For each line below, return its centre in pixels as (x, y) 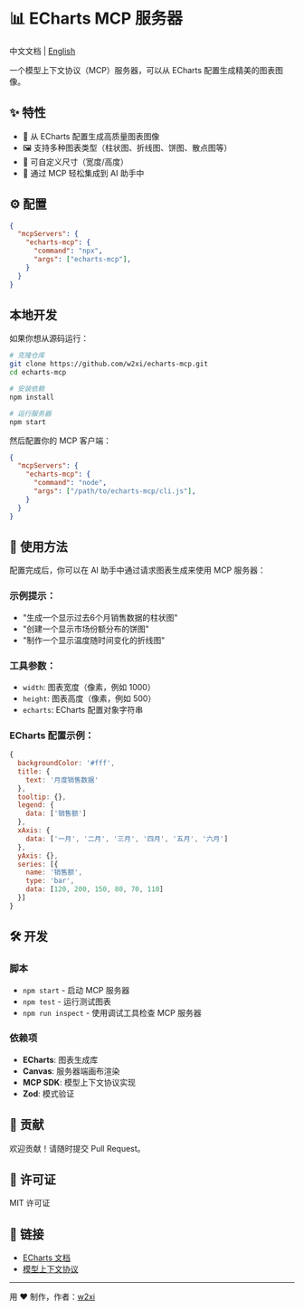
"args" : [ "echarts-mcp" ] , (82, 260)
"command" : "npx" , (68, 251)
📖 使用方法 (38, 547)
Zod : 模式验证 (48, 1093)
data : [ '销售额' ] (56, 814)
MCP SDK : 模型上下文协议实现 (79, 1082)
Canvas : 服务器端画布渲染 (71, 1071)
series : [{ (38, 864)
